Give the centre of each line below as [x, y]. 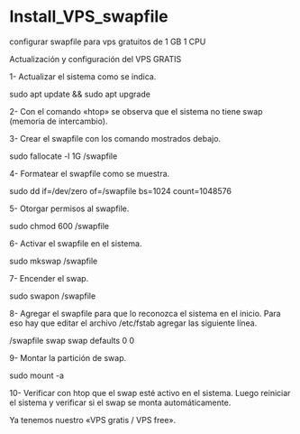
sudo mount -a [37, 375]
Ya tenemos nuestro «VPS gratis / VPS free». [93, 420]
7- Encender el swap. [49, 278]
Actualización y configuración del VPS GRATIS [95, 59]
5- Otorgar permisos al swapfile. [69, 208]
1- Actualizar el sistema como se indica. [83, 76]
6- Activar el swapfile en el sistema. [76, 243]
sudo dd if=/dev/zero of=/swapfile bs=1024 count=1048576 [121, 190]
